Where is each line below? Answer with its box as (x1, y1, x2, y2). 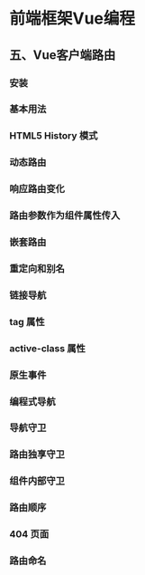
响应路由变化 (9, 183, 66, 196)
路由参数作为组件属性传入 (9, 209, 121, 222)
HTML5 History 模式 (9, 129, 98, 142)
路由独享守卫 (9, 448, 66, 461)
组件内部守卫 (9, 474, 66, 487)
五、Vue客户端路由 (9, 47, 116, 62)
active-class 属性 (9, 341, 86, 354)
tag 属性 (9, 315, 45, 328)
